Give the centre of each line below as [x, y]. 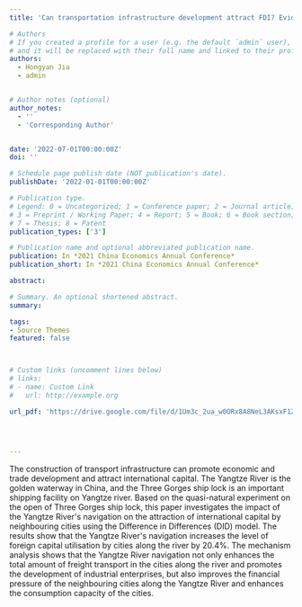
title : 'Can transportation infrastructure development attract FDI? [142, 18]
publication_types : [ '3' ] [58, 232]
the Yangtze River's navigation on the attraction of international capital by [145, 516]
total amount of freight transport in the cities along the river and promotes [146, 564]
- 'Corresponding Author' [66, 125]
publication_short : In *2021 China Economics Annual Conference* [134, 265]
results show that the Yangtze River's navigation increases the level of [139, 535]
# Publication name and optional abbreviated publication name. [132, 248]
